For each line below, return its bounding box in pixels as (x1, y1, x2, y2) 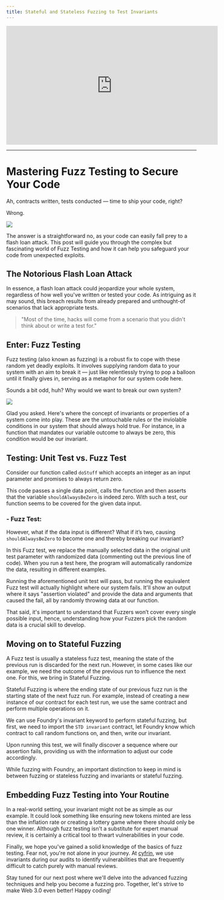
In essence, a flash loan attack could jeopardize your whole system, (6, 285, 175, 292)
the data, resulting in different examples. (6, 566, 107, 573)
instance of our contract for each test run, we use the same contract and (6, 698, 187, 706)
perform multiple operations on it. (6, 705, 90, 712)
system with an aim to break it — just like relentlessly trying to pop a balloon (6, 369, 196, 376)
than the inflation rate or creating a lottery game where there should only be (6, 819, 195, 826)
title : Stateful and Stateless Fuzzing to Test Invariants (6, 8, 158, 15)
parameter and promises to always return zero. (6, 475, 123, 482)
